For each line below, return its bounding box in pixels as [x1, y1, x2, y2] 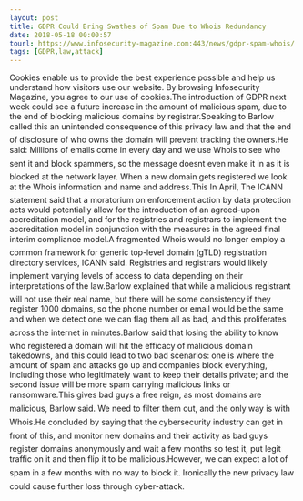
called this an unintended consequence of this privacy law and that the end [9, 121, 292, 132]
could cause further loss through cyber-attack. [9, 481, 185, 492]
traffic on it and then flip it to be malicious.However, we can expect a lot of [9, 454, 288, 465]
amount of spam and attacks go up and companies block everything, [9, 360, 268, 371]
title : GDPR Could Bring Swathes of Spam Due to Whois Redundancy [9, 22, 267, 31]
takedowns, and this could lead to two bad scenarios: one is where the [9, 350, 275, 361]
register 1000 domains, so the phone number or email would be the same [9, 303, 284, 314]
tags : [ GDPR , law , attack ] [9, 47, 104, 56]
